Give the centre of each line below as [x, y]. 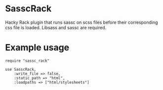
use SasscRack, [21, 69]
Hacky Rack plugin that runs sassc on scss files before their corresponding [81, 22]
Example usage [37, 48]
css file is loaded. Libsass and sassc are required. [56, 27]
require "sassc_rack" [27, 61]
